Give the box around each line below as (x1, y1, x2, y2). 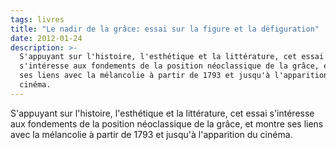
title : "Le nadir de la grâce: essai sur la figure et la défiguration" (10, 24, 320, 34)
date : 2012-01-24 (10, 33, 83, 43)
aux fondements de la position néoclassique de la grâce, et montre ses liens (10, 117, 324, 130)
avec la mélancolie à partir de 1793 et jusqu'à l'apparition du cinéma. (10, 128, 293, 140)
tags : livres (10, 14, 65, 25)
